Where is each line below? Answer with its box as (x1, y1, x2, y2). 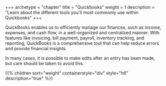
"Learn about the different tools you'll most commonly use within (5, 9, 139, 15)
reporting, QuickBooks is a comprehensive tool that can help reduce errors (5, 40, 159, 46)
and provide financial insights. (5, 46, 67, 51)
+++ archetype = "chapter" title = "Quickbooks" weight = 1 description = (5, 4, 155, 10)
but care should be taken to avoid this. (5, 61, 84, 66)
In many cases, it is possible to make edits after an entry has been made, (5, 55, 155, 61)
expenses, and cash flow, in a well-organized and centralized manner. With (5, 30, 160, 35)
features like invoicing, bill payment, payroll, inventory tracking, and (5, 35, 144, 41)
